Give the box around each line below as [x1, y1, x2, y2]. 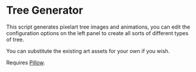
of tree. [6, 36, 24, 43]
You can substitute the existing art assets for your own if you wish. [6, 47, 170, 54]
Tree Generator [6, 4, 84, 17]
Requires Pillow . [6, 59, 45, 66]
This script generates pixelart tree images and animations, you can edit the [6, 23, 191, 30]
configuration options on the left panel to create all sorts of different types [6, 29, 189, 36]
